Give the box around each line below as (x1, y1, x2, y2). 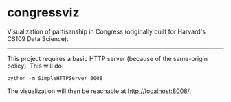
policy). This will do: (7, 62, 64, 70)
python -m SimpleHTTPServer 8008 (7, 75, 103, 81)
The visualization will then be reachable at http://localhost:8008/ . (7, 87, 191, 95)
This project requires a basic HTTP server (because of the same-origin (7, 54, 208, 62)
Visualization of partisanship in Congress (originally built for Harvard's (7, 27, 206, 36)
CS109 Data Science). (7, 34, 69, 42)
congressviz (7, 5, 80, 21)
